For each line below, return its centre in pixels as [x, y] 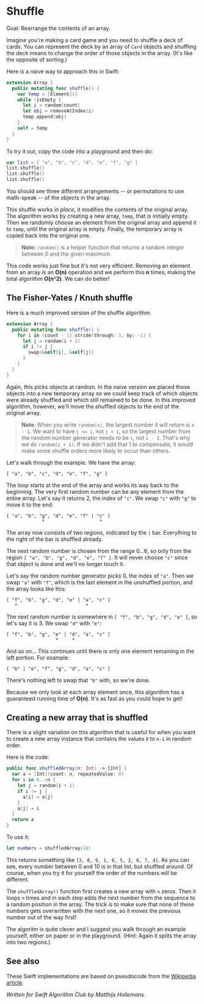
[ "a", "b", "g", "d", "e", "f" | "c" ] [59, 516]
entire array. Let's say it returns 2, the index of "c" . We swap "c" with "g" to [101, 498]
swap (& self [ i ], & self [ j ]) [61, 352]
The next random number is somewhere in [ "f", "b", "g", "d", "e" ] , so [102, 617]
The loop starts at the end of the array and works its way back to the [93, 485]
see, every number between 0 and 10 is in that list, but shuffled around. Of [100, 866]
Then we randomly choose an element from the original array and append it [101, 223]
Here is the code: [28, 757]
